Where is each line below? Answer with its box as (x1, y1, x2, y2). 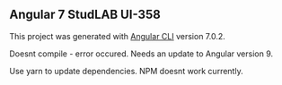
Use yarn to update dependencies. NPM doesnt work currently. (9, 65, 244, 76)
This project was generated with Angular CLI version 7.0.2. (9, 30, 226, 41)
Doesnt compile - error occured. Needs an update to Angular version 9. (9, 48, 274, 59)
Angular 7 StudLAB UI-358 (9, 7, 162, 22)
